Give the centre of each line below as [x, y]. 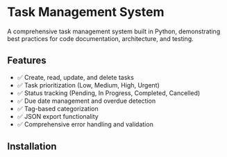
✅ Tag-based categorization [58, 108]
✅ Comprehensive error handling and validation [85, 124]
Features [27, 61]
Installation [32, 147]
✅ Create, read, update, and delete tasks [75, 77]
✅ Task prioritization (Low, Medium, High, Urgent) [88, 85]
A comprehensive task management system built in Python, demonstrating [114, 31]
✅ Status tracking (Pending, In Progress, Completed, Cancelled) [109, 93]
